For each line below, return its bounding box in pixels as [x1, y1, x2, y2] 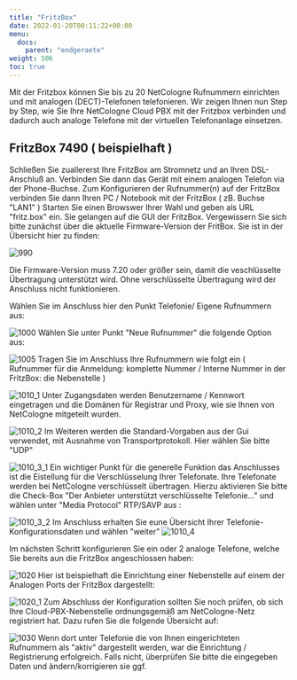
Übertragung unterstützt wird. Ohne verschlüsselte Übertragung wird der [9, 274, 277, 285]
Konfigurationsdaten [9, 526, 84, 536]
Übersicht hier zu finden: [9, 230, 100, 240]
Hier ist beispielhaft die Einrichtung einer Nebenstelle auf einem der [37, 569, 285, 581]
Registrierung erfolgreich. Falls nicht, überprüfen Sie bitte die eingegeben [9, 651, 277, 661]
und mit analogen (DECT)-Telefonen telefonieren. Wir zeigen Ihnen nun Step [9, 96, 288, 106]
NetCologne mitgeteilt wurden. [9, 409, 121, 419]
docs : [17, 37, 38, 47]
